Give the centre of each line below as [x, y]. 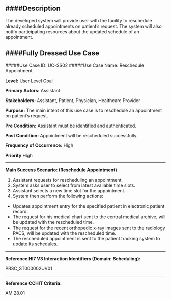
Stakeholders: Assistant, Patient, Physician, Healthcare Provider [73, 100]
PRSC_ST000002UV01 [29, 268]
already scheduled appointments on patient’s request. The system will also [83, 26]
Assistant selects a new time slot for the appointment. [69, 190]
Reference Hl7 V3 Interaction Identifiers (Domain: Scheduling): [73, 258]
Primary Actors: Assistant [33, 90]
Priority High [19, 155]
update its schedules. [35, 244]
